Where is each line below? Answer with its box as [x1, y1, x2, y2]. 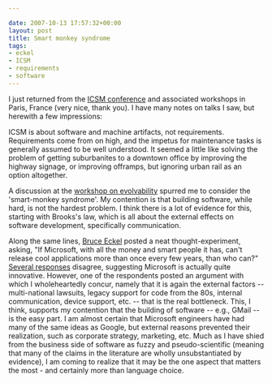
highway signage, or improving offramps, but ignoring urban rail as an [8, 161, 242, 171]
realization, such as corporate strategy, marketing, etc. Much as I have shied [8, 330, 265, 341]
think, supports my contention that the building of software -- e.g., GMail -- [8, 305, 260, 315]
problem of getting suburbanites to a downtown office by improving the [8, 153, 248, 162]
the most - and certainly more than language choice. [8, 365, 184, 375]
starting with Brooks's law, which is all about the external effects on [8, 212, 234, 222]
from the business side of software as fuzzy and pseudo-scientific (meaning [8, 339, 265, 349]
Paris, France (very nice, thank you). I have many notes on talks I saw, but [8, 102, 255, 112]
